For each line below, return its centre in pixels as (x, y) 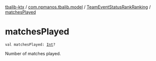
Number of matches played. (33, 53)
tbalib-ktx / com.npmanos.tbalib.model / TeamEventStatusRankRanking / (78, 7)
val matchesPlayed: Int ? (30, 45)
